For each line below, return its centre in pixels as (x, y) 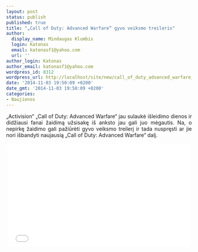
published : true (26, 22)
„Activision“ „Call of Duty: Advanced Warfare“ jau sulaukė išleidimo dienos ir (99, 116)
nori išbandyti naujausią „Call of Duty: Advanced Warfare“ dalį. (82, 135)
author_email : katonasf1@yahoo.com (50, 66)
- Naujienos (21, 99)
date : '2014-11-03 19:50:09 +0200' (50, 83)
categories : (21, 94)
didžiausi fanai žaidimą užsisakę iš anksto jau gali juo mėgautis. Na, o (99, 122)
